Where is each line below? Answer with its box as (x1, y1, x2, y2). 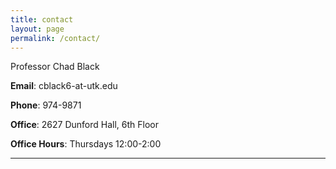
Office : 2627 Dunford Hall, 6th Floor (10, 119, 160, 131)
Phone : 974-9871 (10, 99, 82, 111)
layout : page (10, 24, 65, 34)
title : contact (10, 14, 74, 25)
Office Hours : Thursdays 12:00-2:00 (10, 138, 162, 150)
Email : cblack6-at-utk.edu (10, 80, 118, 92)
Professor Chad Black (10, 61, 100, 73)
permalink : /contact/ (10, 33, 101, 43)
